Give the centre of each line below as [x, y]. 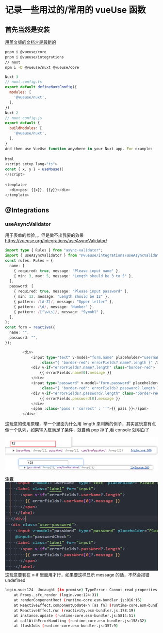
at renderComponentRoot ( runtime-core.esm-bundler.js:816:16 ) [78, 600]
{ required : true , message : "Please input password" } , [72, 291]
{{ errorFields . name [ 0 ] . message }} [75, 373]
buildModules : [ [26, 128]
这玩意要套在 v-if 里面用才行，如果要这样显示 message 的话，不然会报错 [77, 575]
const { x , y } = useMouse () [34, 169]
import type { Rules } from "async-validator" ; [54, 250]
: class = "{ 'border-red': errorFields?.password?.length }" [100, 388]
